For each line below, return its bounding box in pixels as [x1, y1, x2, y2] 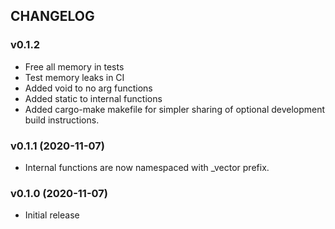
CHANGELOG [10, 8, 95, 25]
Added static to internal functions [24, 92, 163, 104]
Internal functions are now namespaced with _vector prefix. [24, 161, 270, 173]
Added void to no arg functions [24, 82, 153, 94]
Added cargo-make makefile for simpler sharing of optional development [24, 103, 326, 115]
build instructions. [24, 114, 100, 126]
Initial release [24, 209, 80, 221]
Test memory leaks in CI [24, 71, 125, 83]
